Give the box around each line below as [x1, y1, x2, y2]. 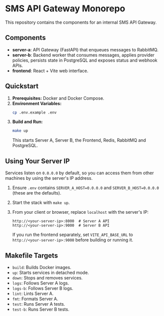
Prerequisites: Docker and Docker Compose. [12, 95, 104, 101]
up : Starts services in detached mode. [12, 270, 89, 276]
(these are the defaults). [12, 190, 62, 196]
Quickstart [5, 82, 39, 90]
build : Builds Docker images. [12, 264, 71, 270]
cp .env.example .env [12, 110, 57, 115]
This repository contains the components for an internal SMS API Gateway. [5, 19, 157, 25]
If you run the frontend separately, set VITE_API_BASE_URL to [12, 232, 133, 237]
